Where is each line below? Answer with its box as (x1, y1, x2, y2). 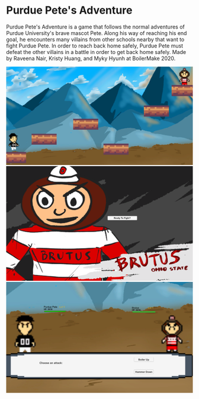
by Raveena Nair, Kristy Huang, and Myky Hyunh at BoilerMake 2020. (6, 55, 176, 62)
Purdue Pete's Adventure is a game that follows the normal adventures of (6, 23, 185, 30)
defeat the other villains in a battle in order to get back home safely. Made (6, 48, 187, 55)
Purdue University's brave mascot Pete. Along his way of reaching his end (6, 29, 187, 36)
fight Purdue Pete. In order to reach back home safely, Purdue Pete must (6, 42, 184, 49)
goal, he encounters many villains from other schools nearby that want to (6, 36, 185, 43)
